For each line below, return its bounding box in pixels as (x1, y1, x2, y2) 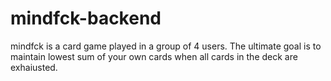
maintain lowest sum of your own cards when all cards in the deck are (10, 50, 298, 62)
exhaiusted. (10, 61, 58, 73)
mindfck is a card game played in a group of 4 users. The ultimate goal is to (10, 40, 322, 52)
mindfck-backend (10, 7, 162, 30)
